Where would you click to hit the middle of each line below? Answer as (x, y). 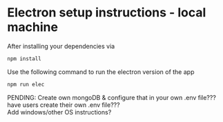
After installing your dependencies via (61, 46)
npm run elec (26, 84)
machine (33, 27)
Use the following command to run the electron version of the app (101, 72)
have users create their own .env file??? (64, 105)
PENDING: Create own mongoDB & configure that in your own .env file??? (111, 97)
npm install (24, 59)
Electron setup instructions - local (107, 13)
